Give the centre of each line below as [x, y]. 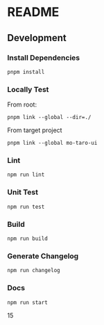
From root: [22, 104]
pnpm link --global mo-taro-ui [52, 143]
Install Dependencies [44, 58]
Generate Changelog [43, 256]
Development [37, 38]
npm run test [26, 207]
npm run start [28, 302]
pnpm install [26, 72]
